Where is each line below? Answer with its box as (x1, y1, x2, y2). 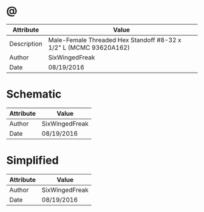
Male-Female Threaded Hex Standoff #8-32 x (48, 36, 182, 44)
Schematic (6, 87, 62, 101)
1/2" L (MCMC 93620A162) (48, 43, 131, 51)
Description (9, 39, 42, 48)
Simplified (6, 154, 59, 167)
